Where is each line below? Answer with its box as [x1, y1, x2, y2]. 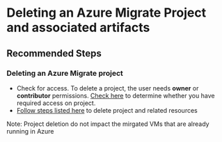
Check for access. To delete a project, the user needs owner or [16, 84, 199, 92]
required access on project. [16, 99, 96, 107]
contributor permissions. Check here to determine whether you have [16, 91, 215, 100]
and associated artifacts [6, 19, 150, 35]
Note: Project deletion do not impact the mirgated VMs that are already [6, 120, 209, 128]
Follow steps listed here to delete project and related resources [16, 106, 198, 114]
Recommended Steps [6, 47, 102, 59]
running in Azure [6, 127, 54, 135]
